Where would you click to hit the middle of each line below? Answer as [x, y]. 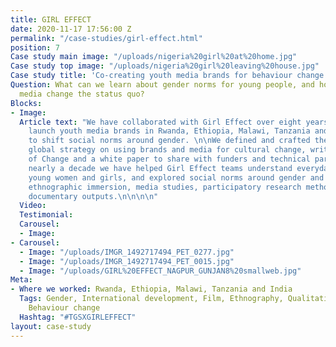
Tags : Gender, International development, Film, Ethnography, [151, 299]
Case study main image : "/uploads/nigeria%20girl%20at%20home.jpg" [154, 57]
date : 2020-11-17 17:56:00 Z [71, 29]
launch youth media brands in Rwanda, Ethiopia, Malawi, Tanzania [169, 131]
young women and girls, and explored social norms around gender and [176, 177]
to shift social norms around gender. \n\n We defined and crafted [169, 141]
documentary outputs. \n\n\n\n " [93, 196]
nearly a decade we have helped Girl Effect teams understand [160, 168]
